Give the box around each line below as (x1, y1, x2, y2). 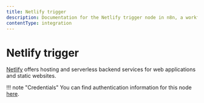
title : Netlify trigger (6, 8, 67, 15)
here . (6, 90, 19, 98)
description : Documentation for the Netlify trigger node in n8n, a (6, 14, 183, 20)
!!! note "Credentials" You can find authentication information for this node (6, 84, 192, 91)
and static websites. (6, 72, 56, 80)
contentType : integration (6, 20, 72, 26)
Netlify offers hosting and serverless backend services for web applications (6, 66, 196, 73)
